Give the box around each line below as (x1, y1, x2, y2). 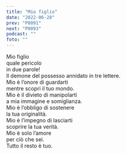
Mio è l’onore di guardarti (6, 78, 68, 86)
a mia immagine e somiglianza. (6, 98, 83, 105)
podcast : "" (6, 31, 36, 37)
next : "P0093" (6, 25, 42, 32)
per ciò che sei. (6, 136, 45, 143)
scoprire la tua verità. (6, 123, 59, 130)
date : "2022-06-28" (6, 14, 55, 20)
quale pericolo (6, 59, 42, 67)
